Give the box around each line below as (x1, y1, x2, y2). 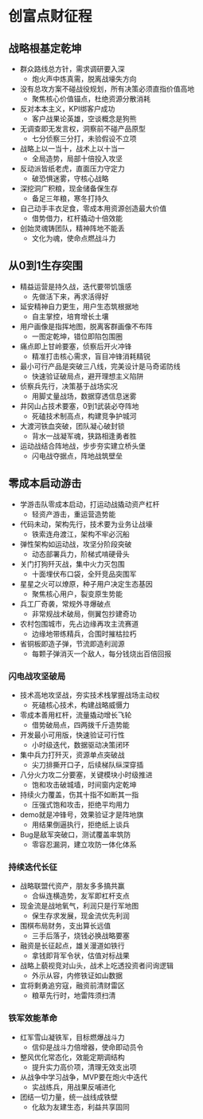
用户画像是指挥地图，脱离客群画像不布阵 (19, 321, 153, 331)
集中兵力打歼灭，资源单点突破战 (19, 750, 125, 760)
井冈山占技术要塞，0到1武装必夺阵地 (19, 401, 139, 410)
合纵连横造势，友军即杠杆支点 (31, 891, 130, 901)
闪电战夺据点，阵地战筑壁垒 (31, 451, 123, 461)
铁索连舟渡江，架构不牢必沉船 (31, 529, 130, 539)
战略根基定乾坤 (8, 41, 82, 55)
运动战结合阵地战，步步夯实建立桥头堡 (19, 441, 146, 450)
